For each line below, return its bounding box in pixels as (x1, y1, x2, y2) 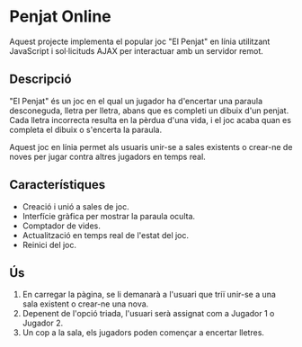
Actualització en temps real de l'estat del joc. (22, 229, 190, 240)
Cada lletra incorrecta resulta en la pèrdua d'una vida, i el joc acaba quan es (9, 114, 292, 125)
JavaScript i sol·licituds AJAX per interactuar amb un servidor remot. (9, 45, 263, 56)
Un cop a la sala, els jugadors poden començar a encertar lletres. (22, 327, 265, 338)
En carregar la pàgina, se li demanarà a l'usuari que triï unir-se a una (22, 289, 277, 300)
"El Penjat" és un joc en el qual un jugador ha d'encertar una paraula (9, 95, 263, 106)
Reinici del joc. (22, 239, 77, 250)
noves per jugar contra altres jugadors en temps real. (9, 151, 207, 162)
